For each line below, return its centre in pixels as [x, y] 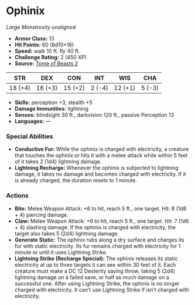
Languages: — [32, 121]
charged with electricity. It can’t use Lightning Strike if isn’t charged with [102, 290]
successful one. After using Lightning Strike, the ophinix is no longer [97, 283]
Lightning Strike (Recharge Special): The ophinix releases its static [96, 258]
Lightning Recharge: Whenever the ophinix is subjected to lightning [96, 168]
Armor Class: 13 [34, 38]
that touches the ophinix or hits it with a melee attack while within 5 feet [101, 155]
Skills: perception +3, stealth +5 [53, 102]
